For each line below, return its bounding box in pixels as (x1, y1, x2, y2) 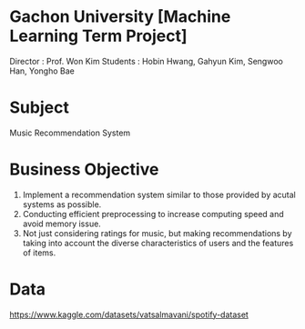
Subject (9, 97, 70, 118)
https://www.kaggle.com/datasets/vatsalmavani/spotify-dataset (9, 309, 249, 320)
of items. (22, 247, 56, 258)
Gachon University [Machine (9, 6, 231, 27)
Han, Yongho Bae (9, 65, 75, 76)
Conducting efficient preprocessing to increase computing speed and (22, 208, 284, 219)
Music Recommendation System (9, 127, 131, 138)
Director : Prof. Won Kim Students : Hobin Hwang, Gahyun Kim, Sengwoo (9, 55, 284, 66)
